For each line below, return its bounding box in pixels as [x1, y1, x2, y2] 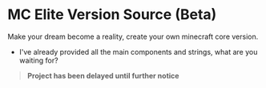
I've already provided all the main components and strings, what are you [18, 47, 258, 56]
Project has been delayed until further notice [26, 71, 179, 80]
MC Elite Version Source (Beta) [7, 6, 217, 24]
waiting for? [18, 55, 58, 65]
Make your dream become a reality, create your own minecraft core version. [7, 32, 259, 41]
